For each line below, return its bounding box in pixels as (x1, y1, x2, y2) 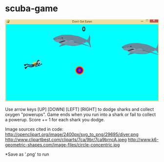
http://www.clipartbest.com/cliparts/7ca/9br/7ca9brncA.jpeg (5, 137, 127, 142)
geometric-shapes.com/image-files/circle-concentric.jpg (5, 142, 120, 148)
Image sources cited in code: (5, 126, 63, 132)
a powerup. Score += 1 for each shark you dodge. (5, 117, 105, 123)
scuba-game (5, 3, 59, 14)
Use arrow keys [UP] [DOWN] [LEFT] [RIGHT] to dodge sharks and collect (5, 106, 154, 113)
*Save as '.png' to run (5, 151, 49, 157)
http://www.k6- (127, 137, 159, 142)
